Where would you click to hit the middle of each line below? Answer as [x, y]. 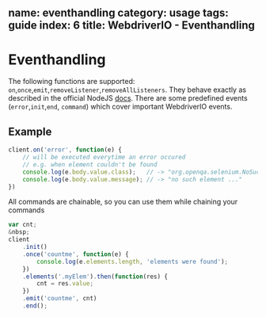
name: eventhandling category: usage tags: [119, 13]
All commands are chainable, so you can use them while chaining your [123, 202]
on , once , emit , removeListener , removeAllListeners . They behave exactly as [127, 90]
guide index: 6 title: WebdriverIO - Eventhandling [132, 26]
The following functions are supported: [72, 82]
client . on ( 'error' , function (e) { [65, 150]
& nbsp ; [19, 232]
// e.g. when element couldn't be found [90, 164]
